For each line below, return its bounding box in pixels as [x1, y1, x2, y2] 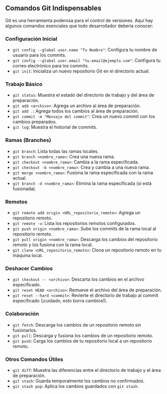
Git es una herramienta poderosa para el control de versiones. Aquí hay [5, 17, 153, 23]
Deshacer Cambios [5, 265, 53, 272]
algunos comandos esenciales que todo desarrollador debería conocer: [5, 23, 153, 29]
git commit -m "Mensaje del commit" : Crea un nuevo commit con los [12, 113, 155, 120]
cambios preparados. [12, 119, 57, 125]
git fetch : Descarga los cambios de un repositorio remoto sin [12, 322, 142, 328]
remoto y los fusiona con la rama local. [12, 242, 93, 248]
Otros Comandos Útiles [5, 356, 63, 363]
